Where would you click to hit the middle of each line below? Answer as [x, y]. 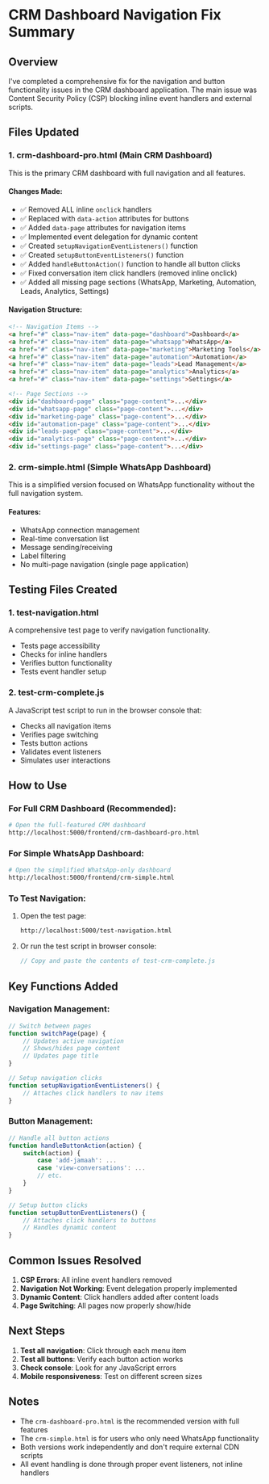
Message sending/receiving [66, 547]
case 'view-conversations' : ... [92, 1168]
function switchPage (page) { [57, 1033]
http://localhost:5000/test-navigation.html [96, 931]
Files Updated [44, 132]
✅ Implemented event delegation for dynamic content [109, 237]
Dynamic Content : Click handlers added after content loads [119, 1297]
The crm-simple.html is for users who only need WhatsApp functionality [139, 1438]
